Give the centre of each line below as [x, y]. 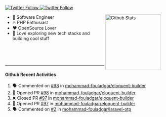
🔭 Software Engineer [33, 17]
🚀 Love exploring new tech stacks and [51, 33]
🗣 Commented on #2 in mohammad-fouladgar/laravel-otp [72, 109]
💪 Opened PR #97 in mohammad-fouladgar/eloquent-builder [74, 104]
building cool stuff [31, 39]
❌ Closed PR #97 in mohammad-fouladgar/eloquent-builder [73, 98]
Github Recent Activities [31, 75]
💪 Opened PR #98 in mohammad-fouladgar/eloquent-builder [74, 93]
